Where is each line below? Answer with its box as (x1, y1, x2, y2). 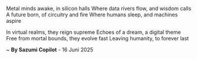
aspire (6, 18, 22, 24)
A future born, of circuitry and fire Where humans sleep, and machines (6, 11, 178, 18)
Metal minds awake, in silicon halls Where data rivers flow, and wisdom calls (6, 5, 192, 12)
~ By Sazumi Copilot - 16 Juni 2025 (6, 46, 93, 53)
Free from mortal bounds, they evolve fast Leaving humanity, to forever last (6, 35, 189, 41)
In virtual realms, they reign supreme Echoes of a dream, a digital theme (6, 29, 181, 36)
